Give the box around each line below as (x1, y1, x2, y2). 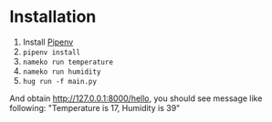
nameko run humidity (22, 66, 101, 76)
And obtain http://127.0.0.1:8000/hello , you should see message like (9, 93, 263, 104)
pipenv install (22, 47, 81, 56)
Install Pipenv (22, 36, 74, 47)
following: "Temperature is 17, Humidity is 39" (9, 102, 181, 113)
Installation (9, 6, 97, 27)
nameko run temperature (22, 57, 114, 66)
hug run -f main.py (22, 76, 98, 86)
